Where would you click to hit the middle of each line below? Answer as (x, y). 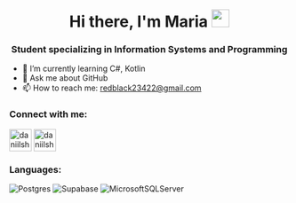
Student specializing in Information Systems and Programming (149, 50)
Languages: (36, 169)
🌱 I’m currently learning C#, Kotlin (84, 69)
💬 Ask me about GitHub (65, 78)
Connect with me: (48, 114)
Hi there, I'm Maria (139, 22)
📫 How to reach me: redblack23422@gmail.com (112, 88)
